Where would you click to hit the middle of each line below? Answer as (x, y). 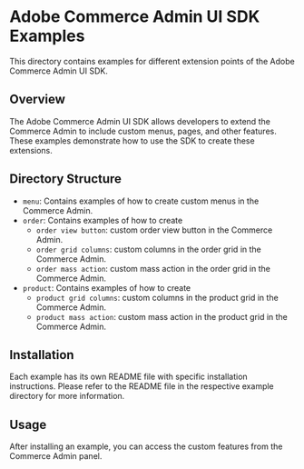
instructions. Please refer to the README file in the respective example (142, 386)
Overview (38, 100)
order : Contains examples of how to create (103, 220)
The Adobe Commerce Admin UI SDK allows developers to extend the (140, 121)
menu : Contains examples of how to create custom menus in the (141, 201)
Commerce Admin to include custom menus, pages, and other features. (143, 131)
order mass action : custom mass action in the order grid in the (153, 268)
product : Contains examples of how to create (107, 287)
